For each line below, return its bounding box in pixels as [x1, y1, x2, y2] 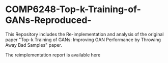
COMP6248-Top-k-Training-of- [5, 4, 142, 15]
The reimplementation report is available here [5, 52, 101, 58]
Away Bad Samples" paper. [5, 42, 62, 48]
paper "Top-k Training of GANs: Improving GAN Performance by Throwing [5, 37, 161, 43]
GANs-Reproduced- [5, 14, 92, 26]
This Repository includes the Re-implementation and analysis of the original [5, 31, 164, 37]
